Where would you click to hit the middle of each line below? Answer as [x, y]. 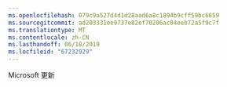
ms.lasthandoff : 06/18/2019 [54, 45]
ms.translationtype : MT [47, 30]
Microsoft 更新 [31, 75]
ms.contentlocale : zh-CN [49, 37]
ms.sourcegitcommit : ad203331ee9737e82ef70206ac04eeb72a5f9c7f [114, 23]
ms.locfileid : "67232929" [50, 52]
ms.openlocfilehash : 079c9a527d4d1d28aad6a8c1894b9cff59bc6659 [114, 15]
